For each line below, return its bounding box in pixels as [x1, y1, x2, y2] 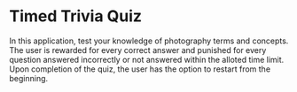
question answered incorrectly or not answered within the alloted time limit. [9, 54, 285, 65]
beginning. [9, 73, 49, 83]
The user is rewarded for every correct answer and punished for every [9, 44, 267, 55]
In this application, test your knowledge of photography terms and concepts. [9, 35, 289, 46]
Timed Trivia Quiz [9, 6, 143, 27]
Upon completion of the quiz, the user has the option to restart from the [9, 64, 271, 74]
